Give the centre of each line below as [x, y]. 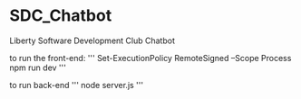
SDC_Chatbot [61, 16]
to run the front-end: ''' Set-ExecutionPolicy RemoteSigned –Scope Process [150, 58]
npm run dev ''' [38, 67]
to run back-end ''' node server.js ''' [76, 85]
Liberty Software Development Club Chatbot [92, 40]
